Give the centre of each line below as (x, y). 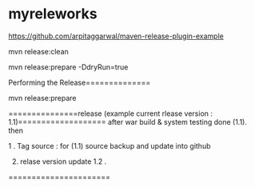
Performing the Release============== (80, 82)
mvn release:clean (39, 51)
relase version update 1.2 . (63, 161)
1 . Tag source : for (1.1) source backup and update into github (110, 145)
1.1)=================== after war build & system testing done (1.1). (128, 121)
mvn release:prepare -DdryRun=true (68, 67)
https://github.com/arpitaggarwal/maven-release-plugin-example (116, 36)
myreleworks (53, 14)
